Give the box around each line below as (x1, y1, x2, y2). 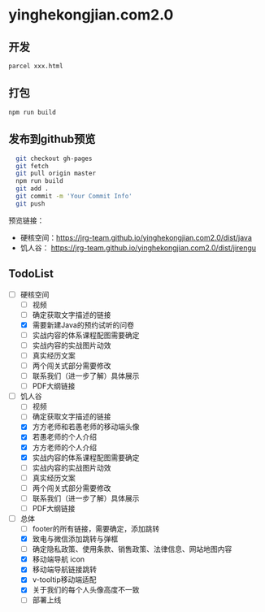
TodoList (8, 267, 54, 281)
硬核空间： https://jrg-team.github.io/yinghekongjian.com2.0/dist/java (20, 232, 252, 242)
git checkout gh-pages (15, 154, 93, 163)
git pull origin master (15, 169, 96, 178)
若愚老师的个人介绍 (32, 432, 98, 442)
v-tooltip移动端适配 (32, 575, 97, 584)
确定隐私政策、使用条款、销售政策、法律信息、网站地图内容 (32, 545, 232, 554)
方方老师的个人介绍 (32, 442, 98, 452)
